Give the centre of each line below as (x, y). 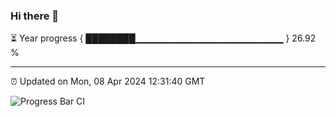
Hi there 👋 (35, 16)
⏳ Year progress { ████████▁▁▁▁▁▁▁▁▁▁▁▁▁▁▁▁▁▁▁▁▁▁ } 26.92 (163, 38)
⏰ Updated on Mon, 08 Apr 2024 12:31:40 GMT (108, 81)
